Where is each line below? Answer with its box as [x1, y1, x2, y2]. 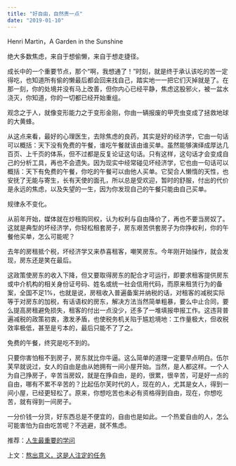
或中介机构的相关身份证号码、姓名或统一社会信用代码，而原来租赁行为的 [7, 279, 216, 288]
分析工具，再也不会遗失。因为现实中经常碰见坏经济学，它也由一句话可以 [19, 158, 229, 167]
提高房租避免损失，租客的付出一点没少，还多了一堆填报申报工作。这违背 [13, 306, 223, 314]
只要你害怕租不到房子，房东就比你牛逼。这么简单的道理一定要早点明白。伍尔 [7, 353, 229, 362]
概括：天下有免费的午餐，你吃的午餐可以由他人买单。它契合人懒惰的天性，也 [7, 167, 229, 176]
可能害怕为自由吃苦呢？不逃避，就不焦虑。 [7, 421, 131, 429]
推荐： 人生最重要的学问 [7, 436, 75, 444]
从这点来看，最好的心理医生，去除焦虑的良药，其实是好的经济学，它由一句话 [7, 131, 229, 141]
